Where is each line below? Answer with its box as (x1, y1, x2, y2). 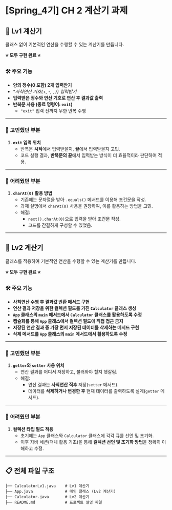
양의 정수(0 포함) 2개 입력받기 (12, 82, 72, 88)
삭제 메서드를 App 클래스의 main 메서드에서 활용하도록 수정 (12, 331, 127, 337)
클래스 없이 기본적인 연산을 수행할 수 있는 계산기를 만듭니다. (5, 42, 124, 47)
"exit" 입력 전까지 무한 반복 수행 (20, 108, 86, 114)
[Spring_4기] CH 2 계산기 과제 (5, 5, 128, 16)
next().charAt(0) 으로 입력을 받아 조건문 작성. (28, 215, 121, 222)
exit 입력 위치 (12, 139, 41, 145)
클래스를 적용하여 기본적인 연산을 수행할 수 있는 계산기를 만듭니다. (5, 258, 137, 264)
